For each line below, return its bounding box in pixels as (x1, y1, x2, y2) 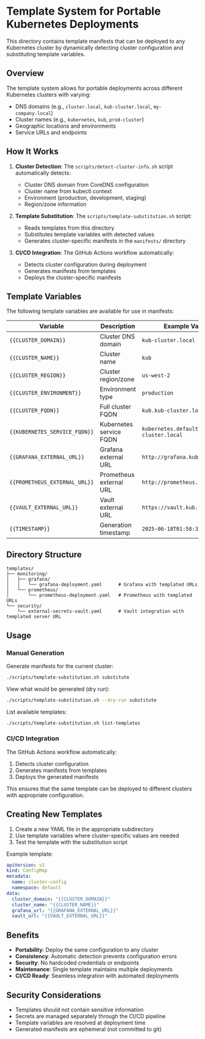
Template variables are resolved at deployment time (15, 1019, 146, 1026)
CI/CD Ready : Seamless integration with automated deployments (15, 972, 179, 980)
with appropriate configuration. (6, 791, 84, 798)
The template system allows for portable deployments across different (6, 84, 183, 92)
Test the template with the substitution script (15, 838, 128, 845)
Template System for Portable (6, 4, 161, 18)
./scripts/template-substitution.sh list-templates (6, 720, 140, 726)
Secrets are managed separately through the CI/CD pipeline (15, 1012, 166, 1019)
